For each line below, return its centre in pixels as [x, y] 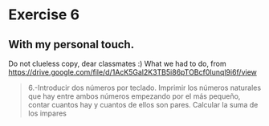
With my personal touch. [71, 45]
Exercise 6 [44, 15]
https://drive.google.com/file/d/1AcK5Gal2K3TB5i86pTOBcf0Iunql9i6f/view [132, 72]
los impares [47, 113]
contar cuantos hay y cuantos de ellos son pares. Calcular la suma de [143, 105]
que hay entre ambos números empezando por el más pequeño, [134, 96]
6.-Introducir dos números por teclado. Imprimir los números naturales [145, 87]
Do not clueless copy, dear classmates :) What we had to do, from [117, 63]
